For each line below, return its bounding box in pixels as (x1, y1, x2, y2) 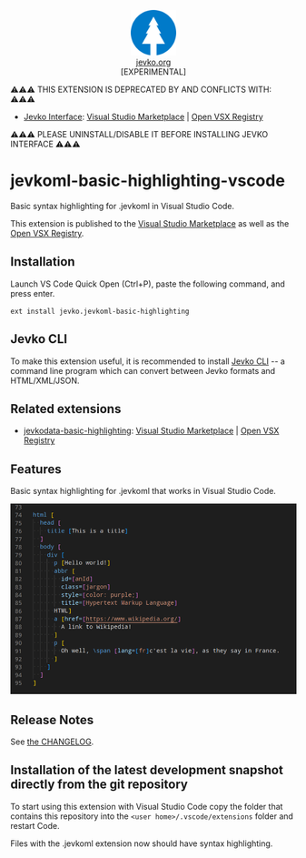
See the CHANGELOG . (10, 736, 94, 747)
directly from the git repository (10, 777, 189, 792)
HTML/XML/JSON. (10, 375, 80, 386)
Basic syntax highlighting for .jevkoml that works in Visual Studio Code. (10, 486, 276, 497)
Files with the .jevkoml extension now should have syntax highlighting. (10, 838, 273, 849)
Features (10, 461, 62, 477)
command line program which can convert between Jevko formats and (10, 365, 276, 376)
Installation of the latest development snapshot (10, 762, 284, 778)
